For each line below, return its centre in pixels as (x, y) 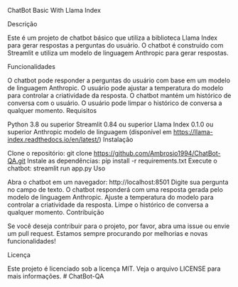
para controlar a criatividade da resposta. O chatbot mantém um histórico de (119, 96)
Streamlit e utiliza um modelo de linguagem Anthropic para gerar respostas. (118, 53)
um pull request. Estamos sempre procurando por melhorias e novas (108, 233)
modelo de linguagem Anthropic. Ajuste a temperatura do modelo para (111, 197)
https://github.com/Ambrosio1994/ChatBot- (157, 153)
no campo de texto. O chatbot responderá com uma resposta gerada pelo (115, 190)
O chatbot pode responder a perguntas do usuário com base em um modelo (119, 80)
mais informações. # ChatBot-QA (56, 276)
